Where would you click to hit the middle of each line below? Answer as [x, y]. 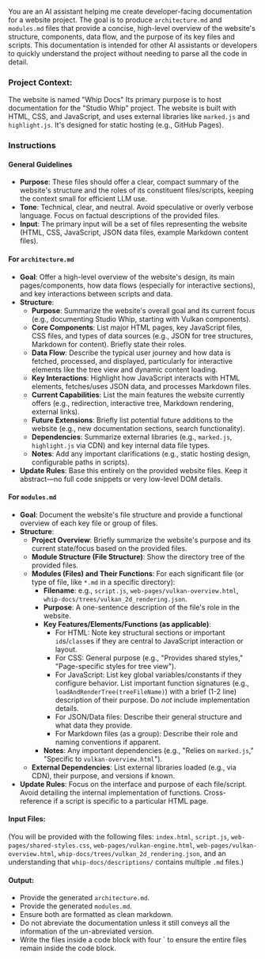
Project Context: [40, 82]
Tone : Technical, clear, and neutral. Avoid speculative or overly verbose [136, 207]
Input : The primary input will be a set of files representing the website [133, 224]
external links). [56, 411]
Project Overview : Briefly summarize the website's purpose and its [141, 540]
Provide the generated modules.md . [76, 906]
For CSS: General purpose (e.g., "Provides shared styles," [149, 658]
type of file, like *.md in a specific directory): [103, 582]
